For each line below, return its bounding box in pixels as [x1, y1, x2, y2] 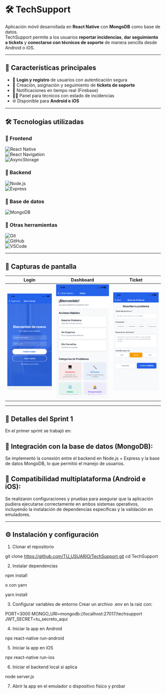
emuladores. [5, 511, 31, 517]
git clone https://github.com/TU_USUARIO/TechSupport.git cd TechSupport [5, 553, 158, 559]
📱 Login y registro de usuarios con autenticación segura [12, 77, 127, 83]
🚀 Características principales [5, 64, 96, 72]
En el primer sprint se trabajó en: [5, 428, 72, 434]
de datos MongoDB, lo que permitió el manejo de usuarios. [5, 461, 125, 466]
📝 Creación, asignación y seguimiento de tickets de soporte [12, 82, 135, 88]
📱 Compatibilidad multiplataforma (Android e [5, 475, 146, 483]
